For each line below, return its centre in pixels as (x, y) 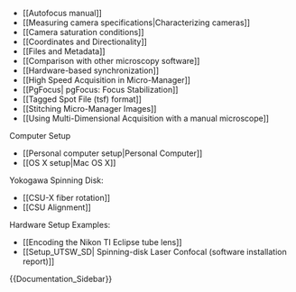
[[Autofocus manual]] (62, 13)
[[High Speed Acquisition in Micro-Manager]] (106, 80)
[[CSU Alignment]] (57, 207)
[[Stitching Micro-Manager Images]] (89, 109)
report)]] (38, 261)
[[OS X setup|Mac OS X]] (69, 163)
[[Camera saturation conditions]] (83, 32)
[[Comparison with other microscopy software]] (111, 61)
